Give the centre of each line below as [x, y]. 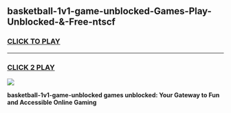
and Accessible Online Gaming [52, 102]
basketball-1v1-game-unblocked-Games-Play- [109, 11]
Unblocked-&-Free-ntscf [61, 22]
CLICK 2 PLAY [31, 67]
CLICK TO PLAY [34, 42]
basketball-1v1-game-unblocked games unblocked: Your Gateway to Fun [113, 95]
